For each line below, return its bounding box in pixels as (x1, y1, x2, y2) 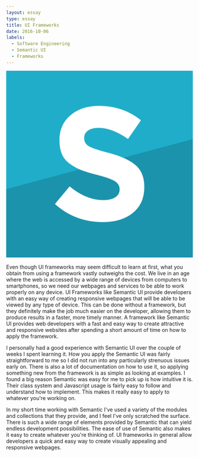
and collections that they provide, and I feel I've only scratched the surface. (6, 412, 191, 419)
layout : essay (6, 9, 41, 15)
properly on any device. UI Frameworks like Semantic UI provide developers (6, 288, 191, 296)
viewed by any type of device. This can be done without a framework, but (6, 301, 187, 308)
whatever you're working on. (6, 394, 76, 401)
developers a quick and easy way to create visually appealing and (6, 437, 167, 445)
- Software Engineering (11, 41, 70, 47)
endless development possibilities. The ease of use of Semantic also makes (6, 424, 191, 432)
